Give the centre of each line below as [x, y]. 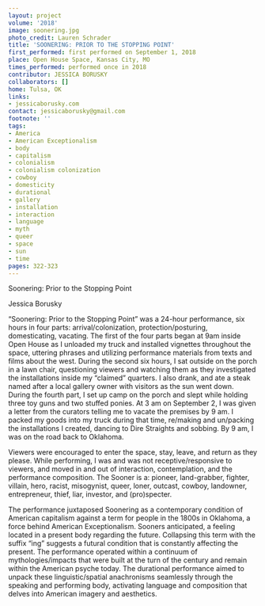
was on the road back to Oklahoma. [66, 437]
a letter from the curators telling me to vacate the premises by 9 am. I [121, 412]
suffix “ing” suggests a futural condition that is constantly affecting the [123, 543]
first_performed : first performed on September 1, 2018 [102, 52]
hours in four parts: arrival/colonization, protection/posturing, [108, 328]
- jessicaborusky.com [44, 104]
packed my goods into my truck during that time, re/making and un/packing [131, 420]
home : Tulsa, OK [35, 89]
